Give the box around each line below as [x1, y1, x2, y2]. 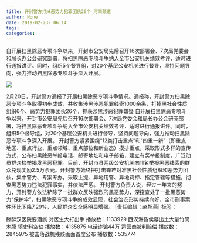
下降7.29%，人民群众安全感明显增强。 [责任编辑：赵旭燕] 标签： [21, 204, 177, 211]
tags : [6, 25, 19, 31]
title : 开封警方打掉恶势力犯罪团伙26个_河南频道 [6, 8, 111, 15]
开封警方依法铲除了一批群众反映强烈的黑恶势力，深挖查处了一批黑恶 [16, 189, 181, 196]
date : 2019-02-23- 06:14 [6, 19, 67, 25]
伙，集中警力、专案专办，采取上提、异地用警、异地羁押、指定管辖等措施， [6, 174, 186, 181]
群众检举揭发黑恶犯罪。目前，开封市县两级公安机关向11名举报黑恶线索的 [11, 159, 185, 167]
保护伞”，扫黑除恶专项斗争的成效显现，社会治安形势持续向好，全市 [13, 196, 175, 203]
